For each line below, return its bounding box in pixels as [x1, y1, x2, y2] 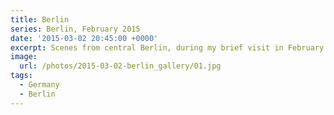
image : [10, 52, 38, 62]
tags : [10, 71, 33, 81]
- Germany [19, 80, 60, 90]
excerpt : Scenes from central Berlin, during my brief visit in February [10, 42, 325, 53]
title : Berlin [10, 14, 70, 25]
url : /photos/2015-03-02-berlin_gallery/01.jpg [19, 61, 222, 71]
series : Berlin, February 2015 [10, 24, 141, 34]
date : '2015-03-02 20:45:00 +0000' [10, 33, 159, 43]
